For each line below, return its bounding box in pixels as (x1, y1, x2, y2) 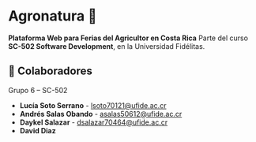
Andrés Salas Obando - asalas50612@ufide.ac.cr (19, 109, 183, 118)
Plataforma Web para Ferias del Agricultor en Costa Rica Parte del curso (8, 33, 249, 43)
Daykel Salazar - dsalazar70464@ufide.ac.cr (19, 118, 168, 127)
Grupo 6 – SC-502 (8, 85, 68, 95)
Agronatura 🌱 (8, 7, 97, 25)
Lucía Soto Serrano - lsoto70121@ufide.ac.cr (19, 100, 167, 110)
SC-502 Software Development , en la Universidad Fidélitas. (8, 41, 205, 50)
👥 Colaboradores (8, 65, 93, 78)
